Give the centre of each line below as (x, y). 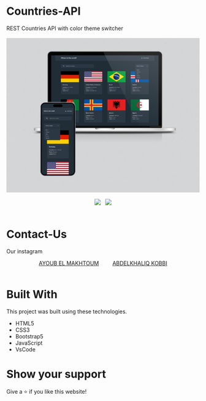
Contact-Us (37, 235)
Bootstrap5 (29, 336)
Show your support (56, 374)
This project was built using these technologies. (67, 311)
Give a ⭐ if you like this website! (47, 391)
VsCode (25, 349)
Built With (32, 295)
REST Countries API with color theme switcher (65, 28)
